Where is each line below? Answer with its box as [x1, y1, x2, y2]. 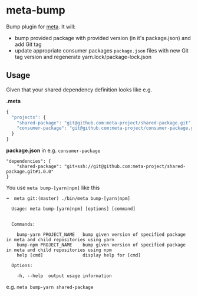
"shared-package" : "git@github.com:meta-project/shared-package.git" [16, 120, 192, 126]
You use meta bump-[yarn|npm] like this [6, 184, 100, 191]
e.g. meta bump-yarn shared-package [6, 284, 94, 290]
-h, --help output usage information [16, 273, 112, 279]
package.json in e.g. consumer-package [6, 147, 101, 154]
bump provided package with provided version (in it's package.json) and [14, 34, 192, 41]
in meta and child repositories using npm [6, 247, 112, 253]
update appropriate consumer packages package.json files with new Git [14, 47, 189, 54]
